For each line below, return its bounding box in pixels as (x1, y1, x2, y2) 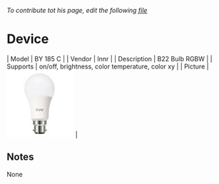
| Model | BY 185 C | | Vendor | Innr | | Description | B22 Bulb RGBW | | (6, 54, 213, 63)
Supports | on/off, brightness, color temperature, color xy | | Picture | (6, 62, 209, 71)
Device (6, 31, 49, 47)
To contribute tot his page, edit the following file (6, 6, 148, 14)
